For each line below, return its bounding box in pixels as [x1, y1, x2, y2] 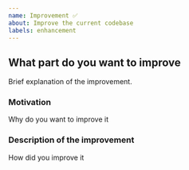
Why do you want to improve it [8, 114, 109, 124]
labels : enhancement [8, 26, 77, 34]
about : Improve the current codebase [8, 19, 134, 27]
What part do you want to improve [8, 56, 181, 69]
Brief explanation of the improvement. [8, 77, 133, 87]
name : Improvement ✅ [8, 11, 78, 20]
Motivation [8, 97, 52, 108]
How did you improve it [8, 153, 85, 162]
